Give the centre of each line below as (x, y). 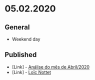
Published (21, 55)
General (17, 27)
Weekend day (26, 39)
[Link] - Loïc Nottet (31, 72)
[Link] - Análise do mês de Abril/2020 (51, 67)
